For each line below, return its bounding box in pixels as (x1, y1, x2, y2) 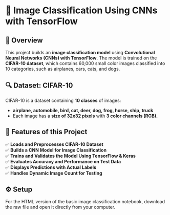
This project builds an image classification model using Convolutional (5, 50, 155, 55)
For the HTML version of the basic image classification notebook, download (5, 199, 165, 205)
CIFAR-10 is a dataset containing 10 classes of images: (5, 97, 121, 103)
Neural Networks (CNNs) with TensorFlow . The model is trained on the (5, 55, 157, 61)
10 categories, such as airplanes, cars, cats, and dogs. (5, 66, 120, 72)
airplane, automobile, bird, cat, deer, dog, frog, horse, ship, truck (12, 107, 154, 113)
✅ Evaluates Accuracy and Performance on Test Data (5, 158, 121, 164)
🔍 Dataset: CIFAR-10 (5, 81, 73, 90)
